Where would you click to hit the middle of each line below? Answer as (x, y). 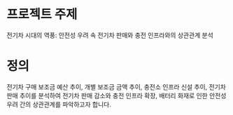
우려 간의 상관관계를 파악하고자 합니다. (59, 104)
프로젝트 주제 (42, 14)
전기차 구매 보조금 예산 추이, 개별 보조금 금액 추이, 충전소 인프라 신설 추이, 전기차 (116, 87)
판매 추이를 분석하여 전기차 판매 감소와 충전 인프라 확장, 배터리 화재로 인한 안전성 (116, 95)
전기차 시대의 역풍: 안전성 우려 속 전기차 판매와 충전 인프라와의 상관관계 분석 (110, 35)
